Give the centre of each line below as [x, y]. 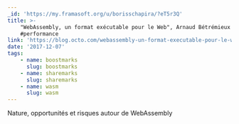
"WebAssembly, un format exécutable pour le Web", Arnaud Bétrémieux [126, 27]
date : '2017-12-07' [36, 47]
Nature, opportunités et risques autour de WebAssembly [90, 113]
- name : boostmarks [49, 60]
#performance [39, 34]
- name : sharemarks [49, 73]
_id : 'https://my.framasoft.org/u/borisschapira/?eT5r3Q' [95, 14]
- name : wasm [39, 86]
